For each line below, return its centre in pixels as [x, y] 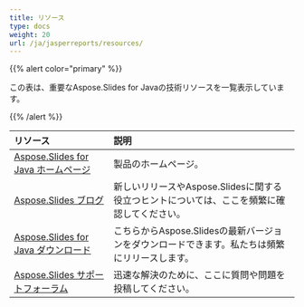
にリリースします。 [154, 258]
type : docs [30, 26]
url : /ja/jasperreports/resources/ [76, 43]
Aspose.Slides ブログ [59, 200]
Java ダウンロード [53, 250]
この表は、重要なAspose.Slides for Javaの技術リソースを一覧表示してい [143, 88]
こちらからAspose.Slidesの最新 [180, 231]
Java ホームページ [52, 170]
